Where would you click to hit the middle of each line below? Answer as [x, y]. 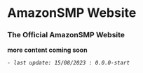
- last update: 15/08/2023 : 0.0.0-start [69, 63]
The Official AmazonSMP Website [66, 35]
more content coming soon [47, 50]
